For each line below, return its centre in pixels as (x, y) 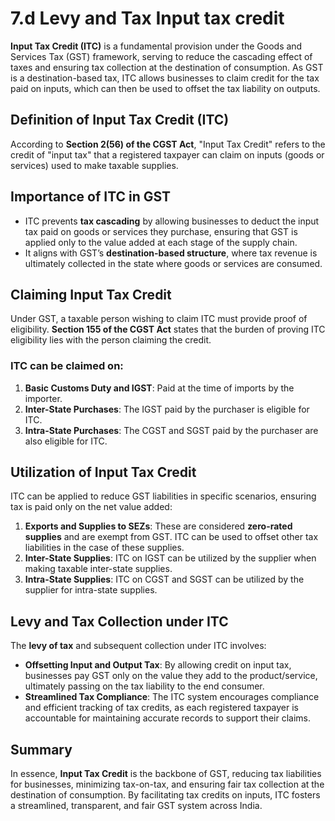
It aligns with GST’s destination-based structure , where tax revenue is (171, 253)
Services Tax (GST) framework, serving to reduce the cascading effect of (161, 56)
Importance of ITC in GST (91, 197)
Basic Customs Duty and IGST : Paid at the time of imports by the (159, 388)
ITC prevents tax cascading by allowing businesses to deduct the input (172, 221)
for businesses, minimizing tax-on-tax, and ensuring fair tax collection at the (167, 784)
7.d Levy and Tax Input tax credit (147, 18)
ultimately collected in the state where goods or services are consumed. (173, 263)
